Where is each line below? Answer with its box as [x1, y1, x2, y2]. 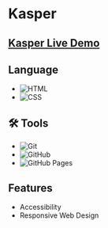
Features [8, 181, 53, 195]
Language [8, 63, 59, 76]
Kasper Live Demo [8, 36, 100, 50]
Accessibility [19, 203, 61, 212]
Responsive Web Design [19, 211, 99, 220]
